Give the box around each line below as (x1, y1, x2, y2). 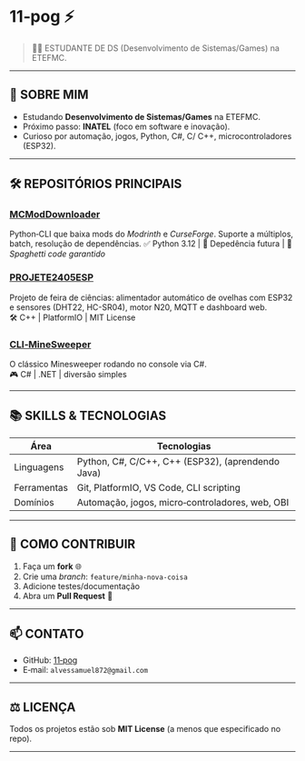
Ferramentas (14, 481, 68, 494)
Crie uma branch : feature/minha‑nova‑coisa (22, 571, 188, 582)
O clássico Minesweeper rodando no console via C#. (9, 359, 207, 370)
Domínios (14, 496, 54, 508)
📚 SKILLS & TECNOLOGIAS (9, 408, 167, 424)
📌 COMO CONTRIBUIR (9, 536, 136, 552)
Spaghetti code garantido (9, 248, 106, 259)
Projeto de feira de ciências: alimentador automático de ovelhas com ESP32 (9, 292, 293, 303)
